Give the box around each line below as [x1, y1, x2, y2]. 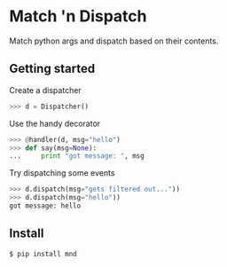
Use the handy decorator [9, 118, 101, 129]
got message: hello [9, 201, 82, 210]
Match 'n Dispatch [9, 6, 147, 27]
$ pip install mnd [9, 249, 77, 258]
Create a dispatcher [9, 84, 82, 95]
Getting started [9, 61, 96, 76]
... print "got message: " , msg [9, 152, 145, 161]
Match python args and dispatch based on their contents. [9, 35, 219, 46]
